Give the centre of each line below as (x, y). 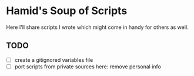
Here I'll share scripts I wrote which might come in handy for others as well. (98, 27)
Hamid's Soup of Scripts (67, 11)
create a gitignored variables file (54, 60)
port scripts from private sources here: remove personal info (88, 67)
